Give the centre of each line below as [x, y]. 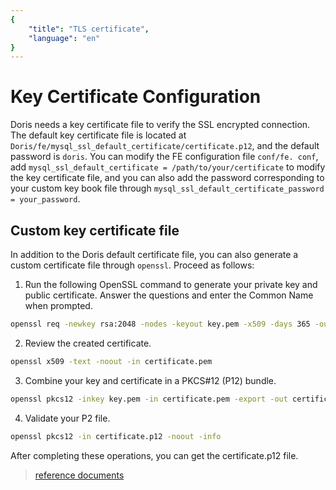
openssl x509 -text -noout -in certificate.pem [111, 361]
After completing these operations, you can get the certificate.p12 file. [154, 455]
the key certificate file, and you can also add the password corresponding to [167, 178]
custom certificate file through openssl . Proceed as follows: [132, 265]
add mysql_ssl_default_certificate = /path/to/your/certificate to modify [168, 167]
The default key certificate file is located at [98, 135]
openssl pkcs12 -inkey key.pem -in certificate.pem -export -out [149, 399]
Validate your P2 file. [67, 418]
